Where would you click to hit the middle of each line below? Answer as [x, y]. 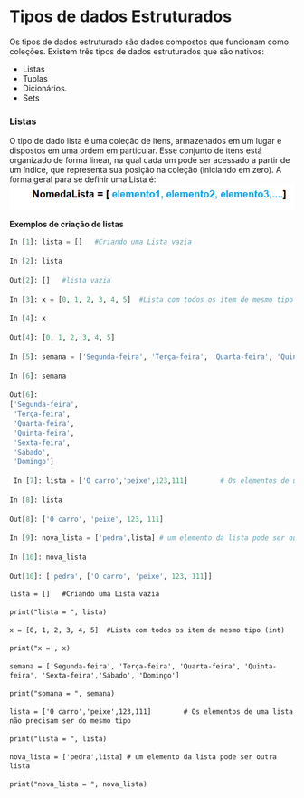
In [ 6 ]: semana [38, 376]
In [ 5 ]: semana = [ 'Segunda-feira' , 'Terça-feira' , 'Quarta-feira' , [141, 356]
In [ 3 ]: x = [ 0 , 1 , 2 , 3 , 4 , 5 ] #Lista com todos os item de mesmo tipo [152, 299]
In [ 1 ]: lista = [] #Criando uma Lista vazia [101, 242]
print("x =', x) [40, 648]
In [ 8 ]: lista [36, 500]
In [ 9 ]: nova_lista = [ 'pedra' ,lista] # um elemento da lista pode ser [147, 538]
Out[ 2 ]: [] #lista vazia [60, 280]
